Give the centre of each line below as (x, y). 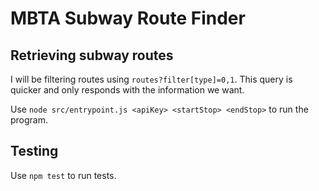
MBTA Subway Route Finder (128, 18)
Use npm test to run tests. (63, 175)
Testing (34, 151)
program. (29, 120)
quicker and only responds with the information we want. (127, 90)
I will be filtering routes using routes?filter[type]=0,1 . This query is (151, 79)
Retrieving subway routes (92, 55)
